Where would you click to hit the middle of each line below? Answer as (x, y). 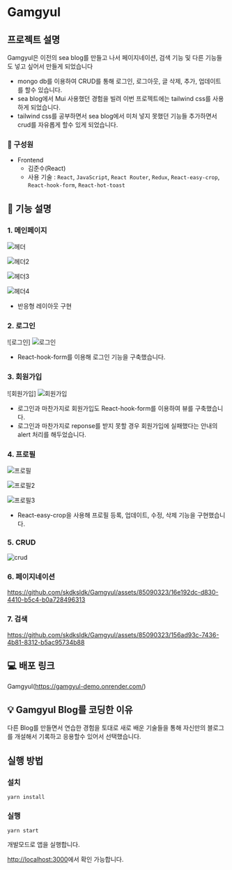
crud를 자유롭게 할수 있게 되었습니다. (68, 125)
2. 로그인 (22, 326)
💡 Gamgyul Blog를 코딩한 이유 (70, 709)
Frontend (30, 160)
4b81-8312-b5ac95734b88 (46, 642)
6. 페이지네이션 (31, 577)
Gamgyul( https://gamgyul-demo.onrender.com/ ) (77, 686)
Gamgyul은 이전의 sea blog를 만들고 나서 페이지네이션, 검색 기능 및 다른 (106, 58)
